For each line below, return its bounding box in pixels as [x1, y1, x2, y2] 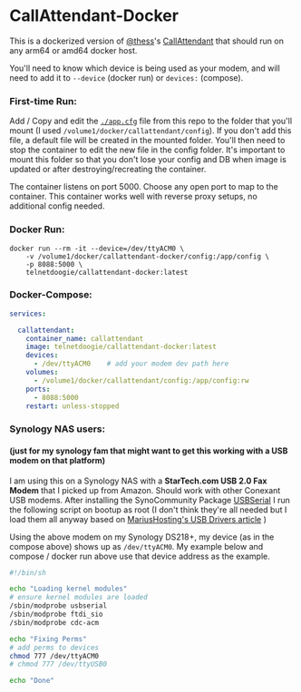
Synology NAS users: [9, 423, 106, 435]
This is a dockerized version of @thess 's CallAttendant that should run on [9, 35, 284, 46]
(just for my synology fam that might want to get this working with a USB [9, 445, 288, 456]
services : [9, 309, 47, 318]
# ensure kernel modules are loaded [9, 593, 148, 602]
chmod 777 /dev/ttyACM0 [9, 651, 100, 660]
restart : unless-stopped [25, 401, 120, 411]
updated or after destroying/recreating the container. [9, 164, 207, 175]
